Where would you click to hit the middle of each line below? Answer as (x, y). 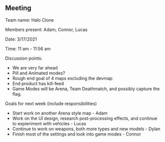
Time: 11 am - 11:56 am (28, 48)
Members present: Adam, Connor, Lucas (46, 30)
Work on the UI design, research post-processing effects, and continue (85, 118)
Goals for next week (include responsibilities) (51, 104)
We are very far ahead (35, 68)
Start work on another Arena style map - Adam (60, 113)
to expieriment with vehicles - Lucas (49, 123)
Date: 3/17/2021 (21, 39)
